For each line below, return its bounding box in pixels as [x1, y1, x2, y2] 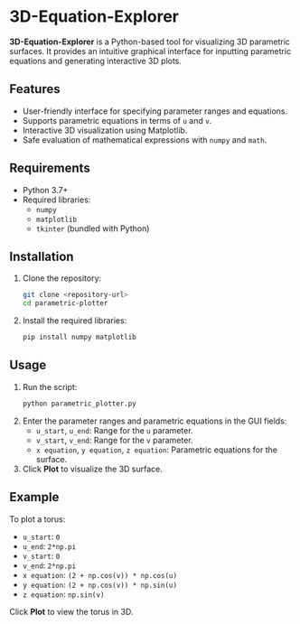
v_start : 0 [22, 550, 61, 561]
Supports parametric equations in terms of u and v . [22, 115, 212, 126]
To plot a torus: [9, 513, 66, 525]
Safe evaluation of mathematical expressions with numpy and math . [22, 134, 267, 145]
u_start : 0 [22, 531, 61, 542]
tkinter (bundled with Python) [35, 223, 150, 234]
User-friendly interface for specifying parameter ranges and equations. [22, 106, 287, 116]
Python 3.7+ [22, 184, 69, 195]
